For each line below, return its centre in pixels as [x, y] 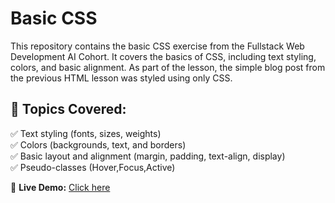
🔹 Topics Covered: [68, 109]
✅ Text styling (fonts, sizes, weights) [86, 133]
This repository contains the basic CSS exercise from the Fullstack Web [157, 46]
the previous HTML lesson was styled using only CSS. [121, 78]
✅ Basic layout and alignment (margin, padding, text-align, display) [148, 156]
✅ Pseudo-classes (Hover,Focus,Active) [93, 167]
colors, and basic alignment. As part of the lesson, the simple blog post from [168, 67]
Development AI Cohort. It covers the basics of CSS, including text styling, [163, 56]
